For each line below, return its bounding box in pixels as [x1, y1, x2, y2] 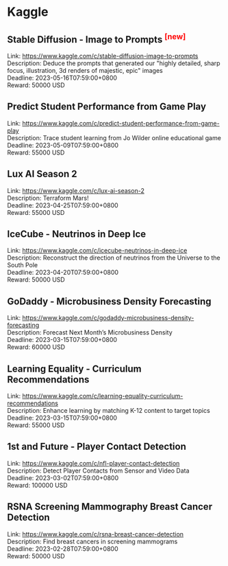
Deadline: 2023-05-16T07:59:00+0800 [7, 73, 118, 82]
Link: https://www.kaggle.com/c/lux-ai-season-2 [7, 186, 145, 194]
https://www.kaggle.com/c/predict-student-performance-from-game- [22, 119, 220, 127]
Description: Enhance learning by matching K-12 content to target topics [7, 407, 210, 415]
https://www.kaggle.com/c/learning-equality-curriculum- [22, 392, 183, 400]
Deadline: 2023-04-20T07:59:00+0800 [7, 269, 118, 277]
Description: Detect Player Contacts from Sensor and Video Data [7, 466, 190, 475]
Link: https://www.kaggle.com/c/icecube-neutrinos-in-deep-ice [7, 247, 188, 255]
